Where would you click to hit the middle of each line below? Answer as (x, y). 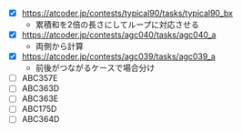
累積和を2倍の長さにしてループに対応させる (117, 25)
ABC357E (40, 78)
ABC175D (39, 109)
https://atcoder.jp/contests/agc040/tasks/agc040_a (119, 35)
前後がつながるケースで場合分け (95, 68)
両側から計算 (59, 46)
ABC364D (40, 119)
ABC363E (40, 98)
